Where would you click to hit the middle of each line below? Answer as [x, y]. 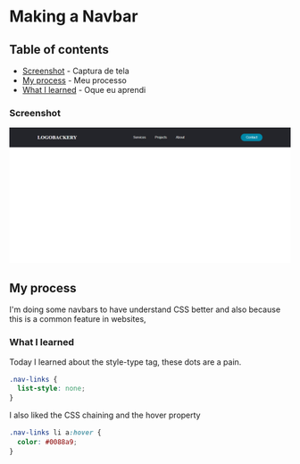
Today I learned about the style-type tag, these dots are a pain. [125, 362]
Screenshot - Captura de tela [75, 71]
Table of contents [59, 50]
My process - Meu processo [74, 80]
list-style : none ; [52, 389]
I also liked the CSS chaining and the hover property [105, 415]
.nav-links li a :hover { [55, 433]
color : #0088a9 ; [47, 443]
